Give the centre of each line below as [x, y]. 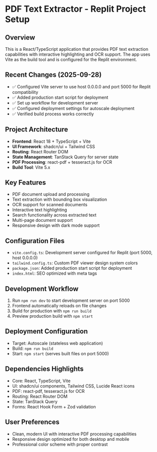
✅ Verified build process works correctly [53, 114]
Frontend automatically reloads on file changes [59, 306]
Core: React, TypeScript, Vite [41, 381]
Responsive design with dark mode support [56, 225]
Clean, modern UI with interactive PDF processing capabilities [74, 434]
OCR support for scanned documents [50, 205]
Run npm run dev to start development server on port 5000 [71, 301]
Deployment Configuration [47, 332]
